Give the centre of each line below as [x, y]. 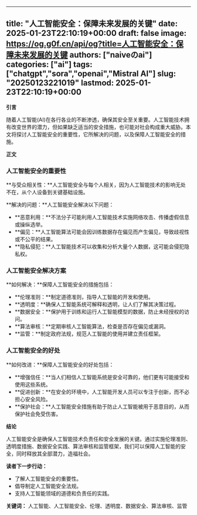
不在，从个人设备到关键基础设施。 [47, 192]
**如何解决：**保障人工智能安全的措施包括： [60, 285]
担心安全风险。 [33, 399]
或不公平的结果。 [35, 240]
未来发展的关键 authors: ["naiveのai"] [83, 55]
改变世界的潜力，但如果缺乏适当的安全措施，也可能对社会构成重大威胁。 [98, 127]
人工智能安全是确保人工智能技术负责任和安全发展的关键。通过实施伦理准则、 [98, 438]
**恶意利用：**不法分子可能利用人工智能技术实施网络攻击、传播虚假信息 [102, 217]
